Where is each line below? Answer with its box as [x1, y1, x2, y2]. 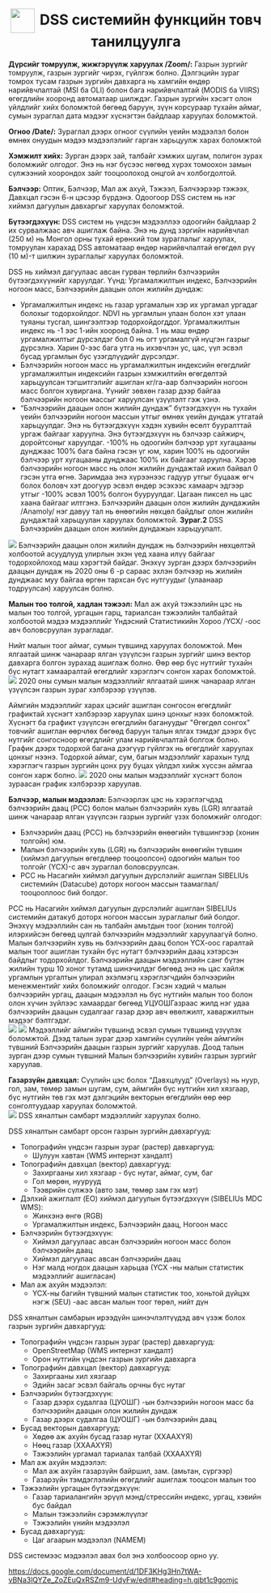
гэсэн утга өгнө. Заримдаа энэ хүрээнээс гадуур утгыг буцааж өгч [19, 472, 254, 481]
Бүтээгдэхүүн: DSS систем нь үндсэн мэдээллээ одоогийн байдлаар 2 [8, 216, 256, 226]
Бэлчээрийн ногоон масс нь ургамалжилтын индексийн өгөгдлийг [19, 360, 252, 369]
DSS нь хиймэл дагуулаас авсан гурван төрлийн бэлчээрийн [8, 267, 220, 276]
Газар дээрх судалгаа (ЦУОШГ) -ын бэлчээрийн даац [32, 1414, 217, 1424]
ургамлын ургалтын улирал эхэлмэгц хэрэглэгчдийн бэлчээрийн [8, 972, 235, 982]
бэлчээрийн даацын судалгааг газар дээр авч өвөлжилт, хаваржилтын [8, 1006, 254, 1016]
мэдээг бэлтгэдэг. [8, 1015, 71, 1025]
